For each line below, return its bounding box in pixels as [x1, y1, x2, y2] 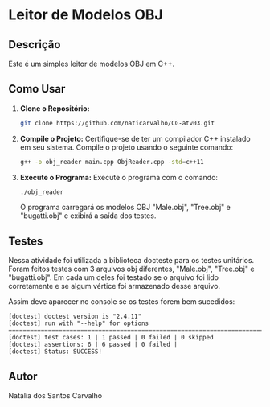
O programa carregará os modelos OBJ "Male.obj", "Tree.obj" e [19, 203, 231, 212]
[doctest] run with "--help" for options [8, 319, 149, 327]
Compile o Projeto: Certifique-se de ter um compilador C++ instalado [19, 134, 251, 143]
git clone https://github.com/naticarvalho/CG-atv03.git [19, 119, 215, 127]
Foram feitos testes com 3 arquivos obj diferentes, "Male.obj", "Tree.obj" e [8, 264, 255, 274]
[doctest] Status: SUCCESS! [8, 347, 103, 356]
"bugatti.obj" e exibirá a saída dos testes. [19, 211, 157, 220]
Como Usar [8, 82, 66, 96]
